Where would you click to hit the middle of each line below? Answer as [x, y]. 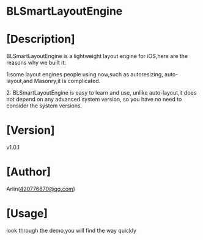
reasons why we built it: [36, 63]
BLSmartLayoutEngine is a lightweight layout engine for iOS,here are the [97, 56]
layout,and [20, 81]
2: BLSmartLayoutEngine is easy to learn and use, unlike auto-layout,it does [102, 93]
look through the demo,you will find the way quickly [71, 230]
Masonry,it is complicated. [67, 81]
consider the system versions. [44, 106]
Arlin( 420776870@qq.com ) [41, 189]
